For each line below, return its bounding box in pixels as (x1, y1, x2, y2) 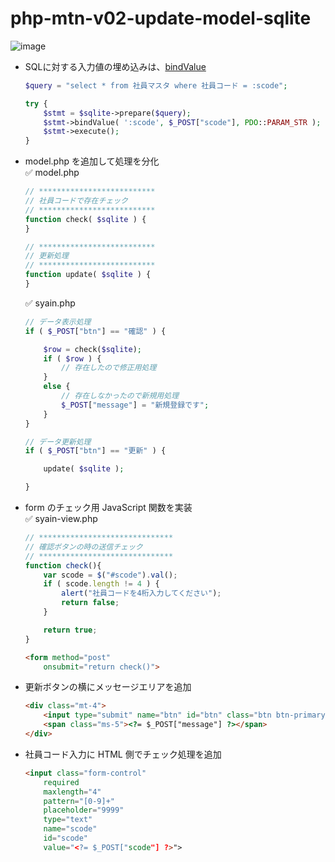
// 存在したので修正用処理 (61, 363, 157, 373)
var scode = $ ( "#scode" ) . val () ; (43, 570, 178, 580)
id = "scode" (43, 833, 89, 844)
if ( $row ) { (43, 353, 102, 364)
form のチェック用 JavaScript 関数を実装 (24, 502, 193, 514)
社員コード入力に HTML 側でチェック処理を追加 (24, 748, 222, 760)
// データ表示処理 (24, 317, 92, 327)
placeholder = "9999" (43, 805, 125, 816)
